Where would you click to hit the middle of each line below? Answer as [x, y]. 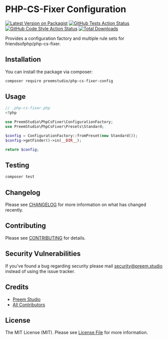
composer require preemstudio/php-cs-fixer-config [59, 81]
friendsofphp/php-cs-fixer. [33, 43]
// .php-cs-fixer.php [28, 108]
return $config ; [22, 150]
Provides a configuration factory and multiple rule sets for [65, 38]
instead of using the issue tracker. [40, 271]
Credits [17, 287]
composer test [20, 177]
